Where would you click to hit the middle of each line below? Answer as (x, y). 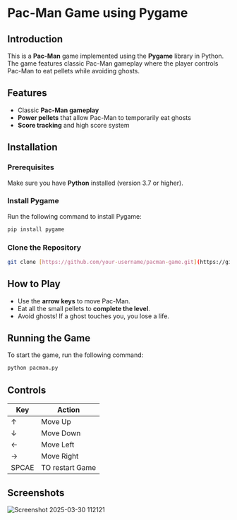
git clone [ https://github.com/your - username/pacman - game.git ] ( (104, 262)
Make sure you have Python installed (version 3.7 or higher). (95, 183)
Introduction (35, 39)
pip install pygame (36, 229)
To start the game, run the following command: (75, 355)
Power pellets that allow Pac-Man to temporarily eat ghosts (104, 117)
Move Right (60, 456)
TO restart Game (69, 468)
